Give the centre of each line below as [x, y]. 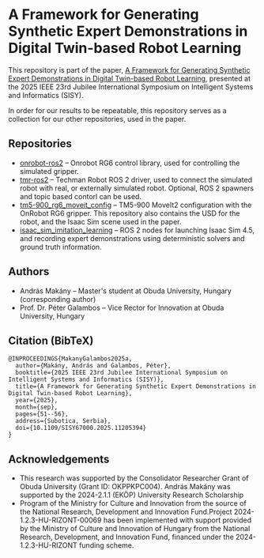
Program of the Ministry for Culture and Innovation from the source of [133, 503]
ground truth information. [60, 247]
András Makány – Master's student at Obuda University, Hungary [125, 291]
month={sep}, [37, 407]
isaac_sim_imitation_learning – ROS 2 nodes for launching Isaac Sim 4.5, [137, 230]
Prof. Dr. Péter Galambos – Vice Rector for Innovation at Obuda [122, 307]
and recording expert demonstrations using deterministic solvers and [132, 238]
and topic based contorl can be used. [81, 196]
